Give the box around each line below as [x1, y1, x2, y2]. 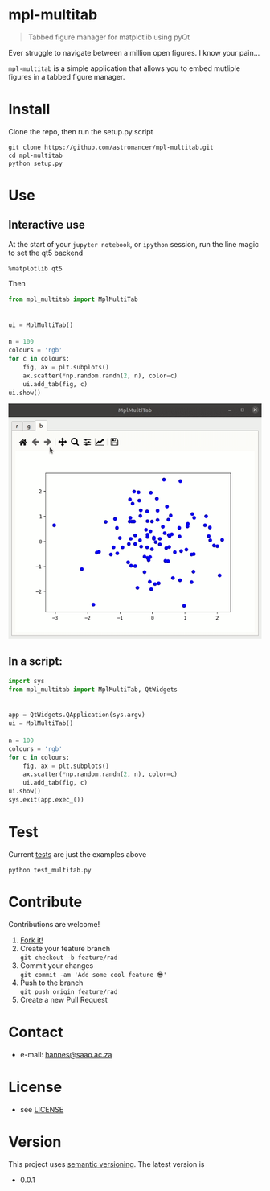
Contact [8, 1023, 63, 1041]
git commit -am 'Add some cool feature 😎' [19, 971, 167, 979]
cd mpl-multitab [8, 151, 63, 159]
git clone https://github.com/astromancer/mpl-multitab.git [8, 143, 215, 151]
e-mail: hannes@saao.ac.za [19, 1049, 112, 1059]
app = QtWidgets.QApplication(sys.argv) [8, 711, 146, 719]
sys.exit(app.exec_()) [8, 796, 84, 804]
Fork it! [19, 935, 44, 945]
